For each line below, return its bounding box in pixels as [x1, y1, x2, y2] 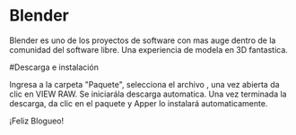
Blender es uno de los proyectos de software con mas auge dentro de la [9, 35, 276, 46]
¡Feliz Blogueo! [9, 115, 65, 126]
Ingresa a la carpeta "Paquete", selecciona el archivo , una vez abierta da [9, 79, 280, 89]
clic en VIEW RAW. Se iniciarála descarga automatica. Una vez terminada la [9, 89, 287, 99]
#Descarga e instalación [9, 62, 99, 72]
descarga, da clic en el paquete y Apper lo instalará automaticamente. [9, 97, 268, 108]
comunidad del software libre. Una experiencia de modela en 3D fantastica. [9, 44, 289, 55]
